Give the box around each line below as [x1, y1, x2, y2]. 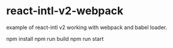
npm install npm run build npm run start [6, 35, 104, 42]
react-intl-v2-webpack [6, 4, 124, 18]
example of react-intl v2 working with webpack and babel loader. [6, 24, 167, 31]
